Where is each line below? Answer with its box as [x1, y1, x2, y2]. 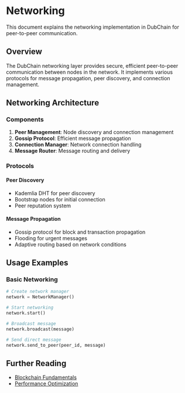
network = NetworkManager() [6, 294, 75, 300]
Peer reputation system [14, 202, 71, 209]
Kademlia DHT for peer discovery [14, 189, 95, 197]
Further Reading [6, 358, 67, 368]
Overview [6, 47, 43, 57]
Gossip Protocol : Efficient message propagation [14, 135, 132, 142]
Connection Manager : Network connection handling [14, 141, 142, 148]
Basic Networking [6, 275, 59, 283]
